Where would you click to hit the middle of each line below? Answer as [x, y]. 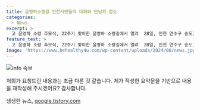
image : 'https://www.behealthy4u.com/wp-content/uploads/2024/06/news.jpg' [102, 51]
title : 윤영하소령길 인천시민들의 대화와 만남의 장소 [62, 12]
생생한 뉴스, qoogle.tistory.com [43, 100]
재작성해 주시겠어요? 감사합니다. [50, 88]
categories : [21, 17]
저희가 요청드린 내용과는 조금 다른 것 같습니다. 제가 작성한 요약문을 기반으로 [93, 80]
